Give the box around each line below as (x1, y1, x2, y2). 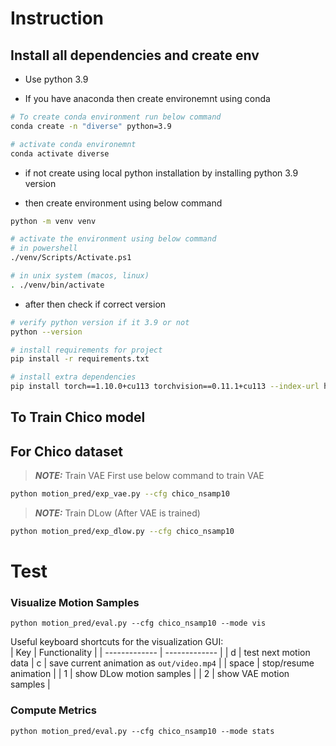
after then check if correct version (24, 298, 167, 310)
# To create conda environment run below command (10, 112, 222, 122)
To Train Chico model (10, 409, 146, 426)
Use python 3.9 (24, 73, 89, 85)
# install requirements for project (10, 345, 163, 355)
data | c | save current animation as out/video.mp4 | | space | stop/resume (10, 657, 315, 669)
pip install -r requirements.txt (10, 354, 150, 364)
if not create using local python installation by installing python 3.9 (24, 167, 299, 179)
